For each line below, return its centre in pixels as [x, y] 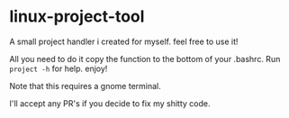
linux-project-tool [77, 17]
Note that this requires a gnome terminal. [85, 86]
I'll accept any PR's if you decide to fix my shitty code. [110, 103]
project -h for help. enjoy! [59, 68]
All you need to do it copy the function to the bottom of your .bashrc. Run [145, 59]
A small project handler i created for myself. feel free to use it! [124, 41]
